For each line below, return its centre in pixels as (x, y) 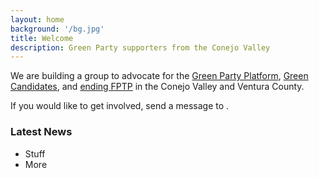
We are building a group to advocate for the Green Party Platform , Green (159, 76)
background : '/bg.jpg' (57, 29)
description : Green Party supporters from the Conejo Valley (140, 47)
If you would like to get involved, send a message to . (120, 106)
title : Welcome (42, 38)
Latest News (41, 132)
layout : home (37, 19)
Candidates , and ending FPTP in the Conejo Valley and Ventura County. (157, 87)
